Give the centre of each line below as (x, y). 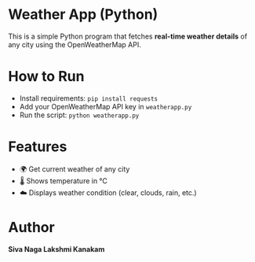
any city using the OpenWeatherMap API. (75, 44)
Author (31, 227)
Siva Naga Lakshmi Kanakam (56, 249)
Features (38, 147)
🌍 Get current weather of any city (75, 169)
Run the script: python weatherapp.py (79, 115)
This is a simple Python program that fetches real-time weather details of (128, 36)
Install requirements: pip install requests (89, 98)
